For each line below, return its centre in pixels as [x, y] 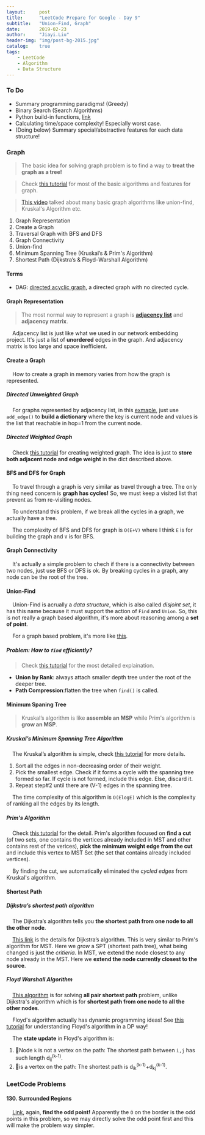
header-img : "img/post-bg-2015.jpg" [53, 40]
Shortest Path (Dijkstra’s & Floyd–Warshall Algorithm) [81, 259]
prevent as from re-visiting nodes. [49, 499]
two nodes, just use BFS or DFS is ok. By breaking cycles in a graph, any [97, 570]
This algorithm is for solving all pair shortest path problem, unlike [95, 995]
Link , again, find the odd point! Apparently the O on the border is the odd [103, 1112]
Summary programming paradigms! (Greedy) [72, 104]
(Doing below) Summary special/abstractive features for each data [99, 130]
